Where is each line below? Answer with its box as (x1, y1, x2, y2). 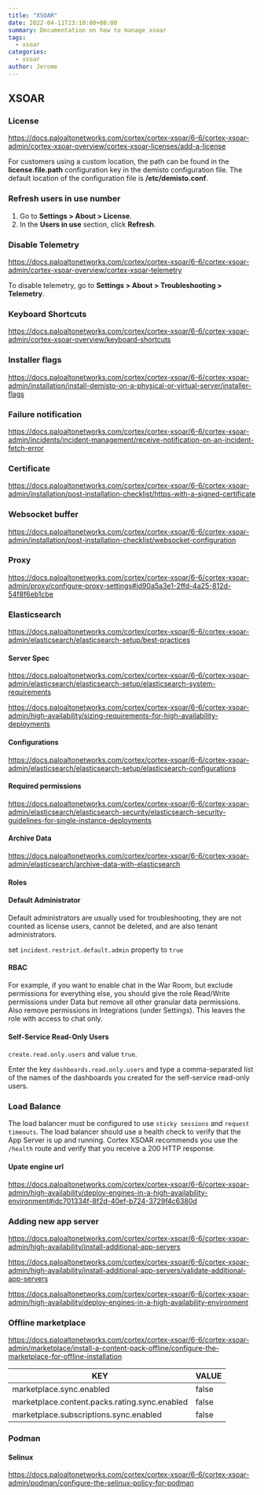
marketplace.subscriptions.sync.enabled (12, 1409, 163, 1420)
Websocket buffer (8, 509, 79, 520)
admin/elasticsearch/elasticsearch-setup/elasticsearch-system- (8, 679, 216, 688)
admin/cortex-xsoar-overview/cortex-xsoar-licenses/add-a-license (8, 142, 226, 151)
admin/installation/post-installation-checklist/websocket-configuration (8, 535, 236, 544)
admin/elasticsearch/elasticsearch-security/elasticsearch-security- (8, 807, 226, 817)
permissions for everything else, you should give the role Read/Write (8, 988, 230, 998)
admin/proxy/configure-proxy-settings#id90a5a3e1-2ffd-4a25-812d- (8, 581, 232, 590)
